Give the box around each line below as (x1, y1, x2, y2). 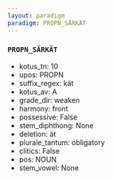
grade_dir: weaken (18, 95, 80, 104)
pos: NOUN (18, 155, 57, 164)
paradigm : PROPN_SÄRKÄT (7, 19, 87, 27)
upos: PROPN (18, 69, 64, 80)
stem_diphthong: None (18, 120, 94, 130)
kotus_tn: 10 (18, 61, 59, 71)
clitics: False (18, 146, 60, 155)
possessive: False (18, 112, 78, 122)
